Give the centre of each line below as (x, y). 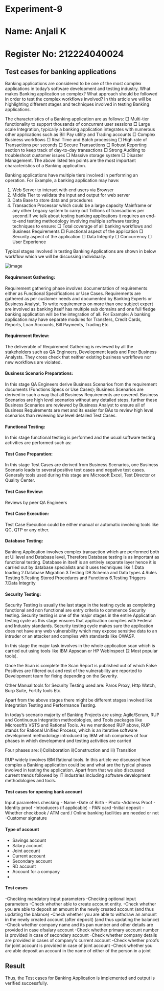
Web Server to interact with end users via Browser (63, 190)
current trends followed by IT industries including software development (78, 775)
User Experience (29, 242)
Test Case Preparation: (29, 454)
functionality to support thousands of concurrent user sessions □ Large (78, 124)
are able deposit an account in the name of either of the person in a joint (78, 950)
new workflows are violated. (34, 362)
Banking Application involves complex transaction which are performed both (82, 552)
